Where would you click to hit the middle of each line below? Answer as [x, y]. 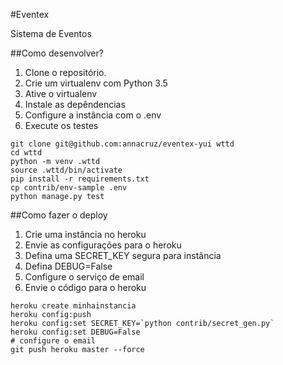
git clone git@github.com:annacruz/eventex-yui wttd [122, 144]
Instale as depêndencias [75, 104]
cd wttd [26, 153]
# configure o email [53, 341]
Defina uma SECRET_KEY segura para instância [123, 255]
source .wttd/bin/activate [66, 170]
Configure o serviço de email [84, 277]
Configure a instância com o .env [93, 115]
